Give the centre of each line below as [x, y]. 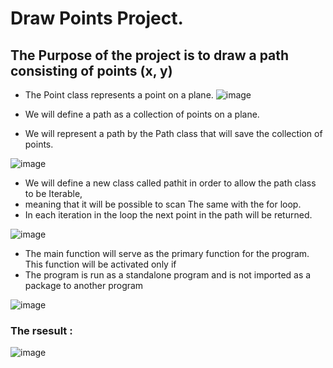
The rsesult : [41, 330]
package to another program [84, 285]
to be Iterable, [53, 193]
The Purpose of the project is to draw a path [150, 55]
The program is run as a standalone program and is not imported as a [168, 275]
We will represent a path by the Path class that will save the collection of [173, 133]
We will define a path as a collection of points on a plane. [142, 114]
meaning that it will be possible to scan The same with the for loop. [163, 204]
